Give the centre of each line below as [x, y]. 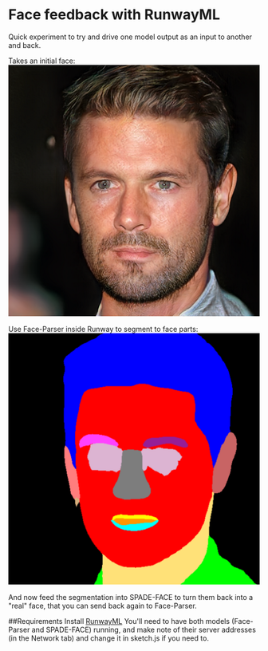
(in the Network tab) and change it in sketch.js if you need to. [109, 638]
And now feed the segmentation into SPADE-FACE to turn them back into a [131, 597]
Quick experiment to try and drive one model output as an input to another [130, 37]
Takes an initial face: [42, 61]
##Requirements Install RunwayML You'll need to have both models [119, 621]
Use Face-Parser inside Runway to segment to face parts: [103, 329]
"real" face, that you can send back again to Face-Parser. [102, 606]
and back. [25, 45]
